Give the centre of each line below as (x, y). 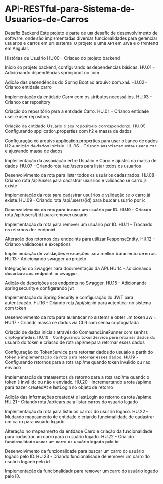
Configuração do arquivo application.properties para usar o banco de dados (81, 141)
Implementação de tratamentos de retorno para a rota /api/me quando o (77, 377)
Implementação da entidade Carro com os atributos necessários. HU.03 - (79, 97)
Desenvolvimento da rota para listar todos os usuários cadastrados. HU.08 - (81, 175)
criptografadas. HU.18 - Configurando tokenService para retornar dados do (80, 337)
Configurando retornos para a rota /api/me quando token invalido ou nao (78, 362)
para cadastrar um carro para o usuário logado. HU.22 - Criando (70, 436)
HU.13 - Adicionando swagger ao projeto (46, 259)
